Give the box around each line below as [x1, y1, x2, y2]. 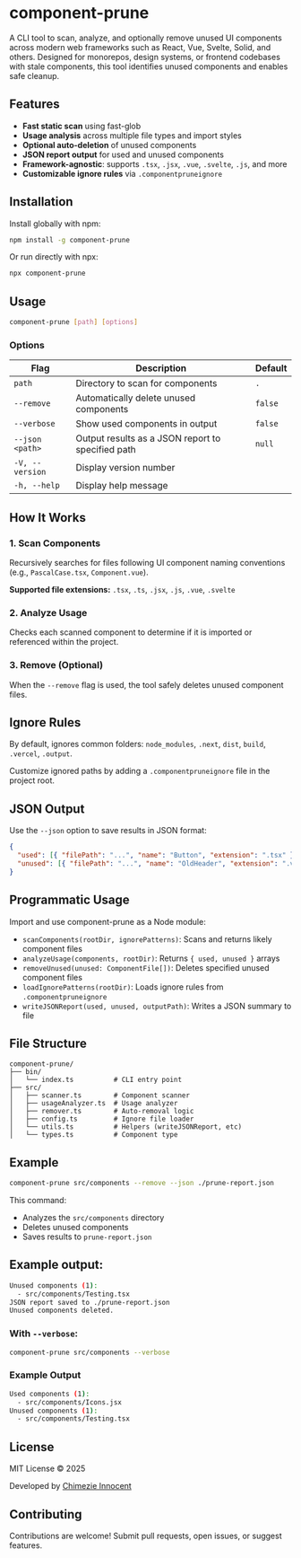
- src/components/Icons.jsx [17, 1397, 123, 1407]
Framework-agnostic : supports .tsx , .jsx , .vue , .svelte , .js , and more [21, 158, 288, 169]
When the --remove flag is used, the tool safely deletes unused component [9, 679, 284, 690]
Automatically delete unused [75, 392, 196, 404]
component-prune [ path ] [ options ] [9, 318, 139, 327]
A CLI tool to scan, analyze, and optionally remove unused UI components [9, 32, 282, 43]
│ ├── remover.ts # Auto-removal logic [9, 1107, 194, 1116]
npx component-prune [9, 268, 87, 278]
